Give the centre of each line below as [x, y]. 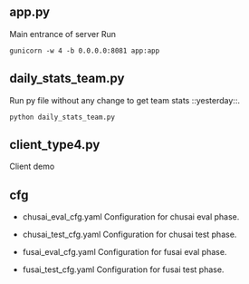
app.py [30, 12]
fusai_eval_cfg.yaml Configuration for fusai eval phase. [124, 252]
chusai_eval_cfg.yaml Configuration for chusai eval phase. [131, 217]
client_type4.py [55, 145]
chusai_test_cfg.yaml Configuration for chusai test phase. [129, 235]
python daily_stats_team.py [62, 117]
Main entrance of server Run [62, 34]
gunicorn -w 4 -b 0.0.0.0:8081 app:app [85, 51]
